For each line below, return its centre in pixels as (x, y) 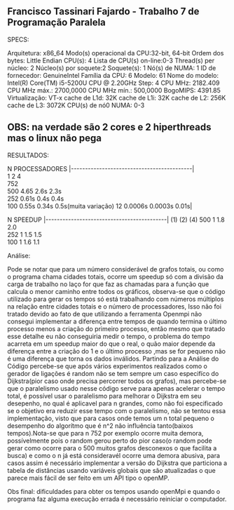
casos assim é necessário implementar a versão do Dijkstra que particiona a (117, 463)
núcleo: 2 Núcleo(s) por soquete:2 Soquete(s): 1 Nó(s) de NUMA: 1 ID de (112, 68)
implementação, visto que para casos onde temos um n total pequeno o (111, 418)
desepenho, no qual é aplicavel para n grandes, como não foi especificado (115, 403)
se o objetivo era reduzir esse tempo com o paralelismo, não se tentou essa (117, 410)
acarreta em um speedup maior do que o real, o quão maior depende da (111, 344)
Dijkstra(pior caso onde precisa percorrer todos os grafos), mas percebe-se (117, 381)
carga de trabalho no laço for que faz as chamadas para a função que (108, 284)
